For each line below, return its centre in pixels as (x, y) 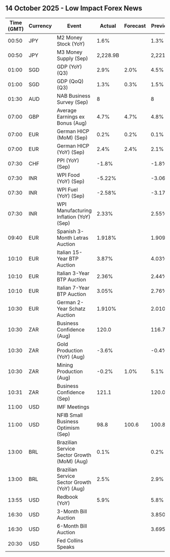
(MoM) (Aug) (72, 461)
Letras (81, 238)
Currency (40, 26)
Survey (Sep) (72, 102)
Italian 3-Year (73, 273)
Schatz (77, 309)
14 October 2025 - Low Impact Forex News (74, 8)
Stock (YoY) (71, 44)
